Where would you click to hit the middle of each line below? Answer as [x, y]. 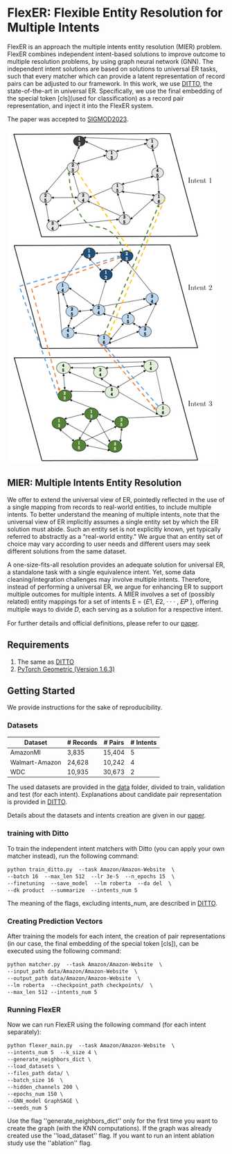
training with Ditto [38, 834]
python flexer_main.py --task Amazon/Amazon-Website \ [91, 1046]
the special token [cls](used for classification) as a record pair [96, 98]
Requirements [38, 645]
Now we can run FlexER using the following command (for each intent [107, 1025]
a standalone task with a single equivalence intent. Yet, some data [101, 572]
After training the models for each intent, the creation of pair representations [116, 936]
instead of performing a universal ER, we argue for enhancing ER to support [115, 587]
